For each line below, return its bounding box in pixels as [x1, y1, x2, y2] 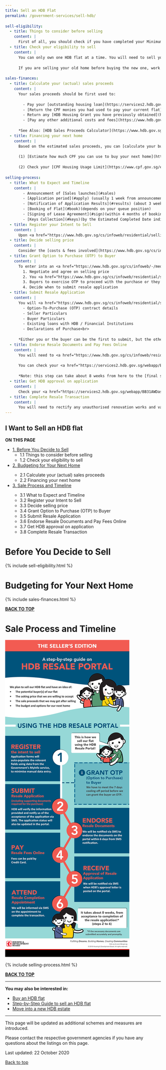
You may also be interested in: [5, 985, 68, 991]
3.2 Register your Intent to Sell [19, 497, 82, 503]
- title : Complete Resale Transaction [9, 394, 90, 400]
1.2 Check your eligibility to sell [19, 457, 83, 463]
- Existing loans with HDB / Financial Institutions [23, 321, 134, 326]
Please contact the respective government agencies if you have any [5, 1035, 143, 1041]
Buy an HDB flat [12, 995, 45, 1001]
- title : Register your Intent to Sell [9, 222, 92, 227]
